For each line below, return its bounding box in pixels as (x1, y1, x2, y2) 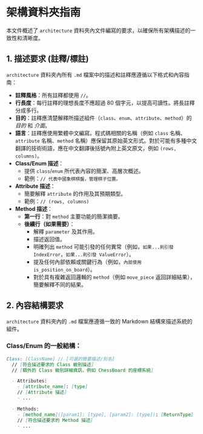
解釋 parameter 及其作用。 (33, 228, 98, 235)
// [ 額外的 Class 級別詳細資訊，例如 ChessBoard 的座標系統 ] (12, 367, 154, 373)
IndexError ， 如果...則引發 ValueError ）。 (33, 250, 135, 258)
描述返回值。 (33, 235, 65, 242)
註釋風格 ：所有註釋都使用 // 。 (15, 92, 92, 99)
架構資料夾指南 (6, 5, 81, 19)
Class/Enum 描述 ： (15, 159, 64, 167)
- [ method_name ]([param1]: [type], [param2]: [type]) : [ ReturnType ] (17, 412, 194, 418)
